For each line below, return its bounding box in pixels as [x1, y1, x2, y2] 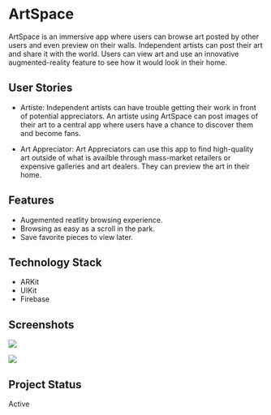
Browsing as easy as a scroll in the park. [19, 224, 156, 233]
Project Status [8, 378, 83, 391]
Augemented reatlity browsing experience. [19, 215, 163, 225]
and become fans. [19, 128, 81, 138]
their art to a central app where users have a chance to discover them [19, 119, 254, 130]
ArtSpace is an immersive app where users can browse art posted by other [8, 32, 260, 41]
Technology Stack [8, 255, 102, 269]
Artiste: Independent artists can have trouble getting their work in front [19, 102, 257, 112]
